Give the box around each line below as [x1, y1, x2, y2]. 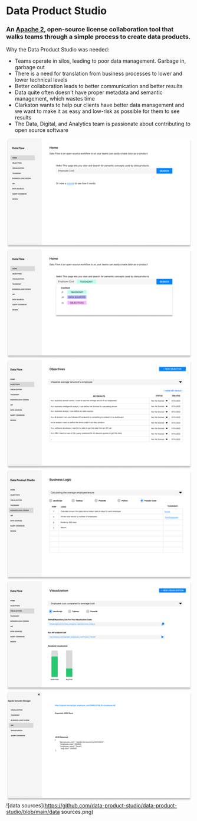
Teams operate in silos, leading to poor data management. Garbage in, [14, 57, 186, 64]
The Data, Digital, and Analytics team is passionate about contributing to [14, 120, 191, 128]
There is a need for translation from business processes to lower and [14, 70, 183, 77]
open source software [14, 127, 69, 134]
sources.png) [61, 809, 94, 816]
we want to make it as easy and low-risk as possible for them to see [14, 108, 180, 115]
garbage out [14, 64, 45, 71]
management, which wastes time [14, 95, 96, 102]
